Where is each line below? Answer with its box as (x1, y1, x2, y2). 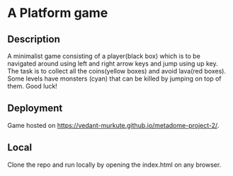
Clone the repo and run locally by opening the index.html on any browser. (7, 160, 222, 169)
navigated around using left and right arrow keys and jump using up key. (7, 59, 218, 68)
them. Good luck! (7, 82, 58, 90)
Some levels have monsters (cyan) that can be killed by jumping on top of (7, 74, 222, 83)
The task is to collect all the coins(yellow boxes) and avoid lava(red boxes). (7, 67, 227, 75)
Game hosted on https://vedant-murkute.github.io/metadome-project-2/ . (7, 121, 220, 129)
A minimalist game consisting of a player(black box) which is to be (7, 52, 200, 60)
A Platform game (7, 5, 108, 21)
